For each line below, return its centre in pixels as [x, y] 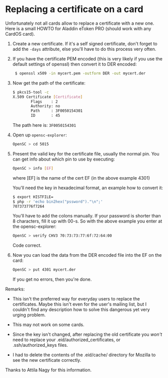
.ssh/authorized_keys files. [40, 345]
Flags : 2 [44, 102]
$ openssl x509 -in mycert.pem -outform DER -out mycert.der [80, 73]
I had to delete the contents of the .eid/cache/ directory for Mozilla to [84, 355]
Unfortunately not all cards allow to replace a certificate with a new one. [80, 23]
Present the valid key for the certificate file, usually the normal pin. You [86, 154]
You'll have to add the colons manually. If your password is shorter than [87, 216]
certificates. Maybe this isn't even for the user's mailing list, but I [79, 304]
